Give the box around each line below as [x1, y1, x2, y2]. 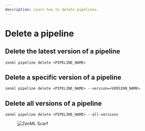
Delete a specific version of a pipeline [5, 73, 122, 82]
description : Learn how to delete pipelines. [5, 7, 99, 12]
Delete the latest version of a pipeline [5, 47, 121, 56]
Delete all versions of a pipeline [5, 99, 102, 107]
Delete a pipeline [5, 28, 74, 39]
